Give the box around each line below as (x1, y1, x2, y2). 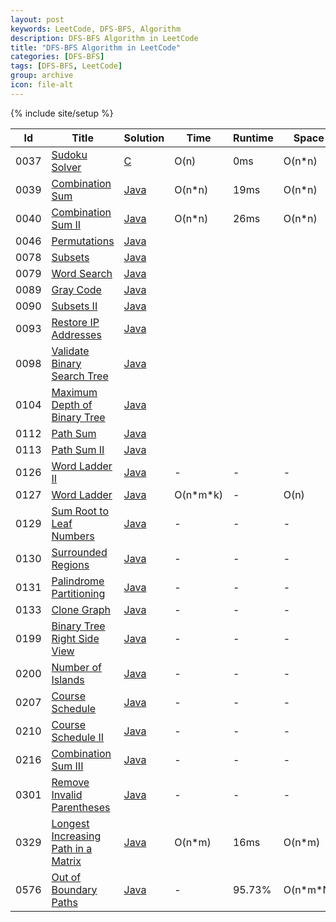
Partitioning (51, 586, 106, 600)
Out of (51, 870, 82, 884)
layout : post (10, 14, 65, 25)
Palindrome (51, 574, 105, 588)
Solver (51, 160, 82, 174)
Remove (51, 775, 90, 789)
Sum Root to (51, 504, 109, 518)
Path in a (51, 841, 93, 855)
